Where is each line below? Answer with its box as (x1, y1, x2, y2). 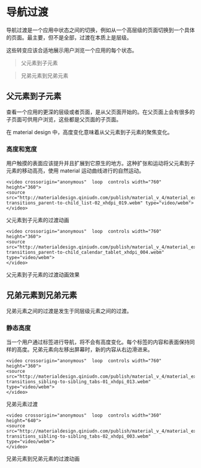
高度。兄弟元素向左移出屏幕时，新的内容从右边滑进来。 (16, 346, 153, 353)
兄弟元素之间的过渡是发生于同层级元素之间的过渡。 (6, 307, 132, 314)
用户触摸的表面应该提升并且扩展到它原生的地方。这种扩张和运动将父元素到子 (6, 160, 195, 167)
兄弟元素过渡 (6, 400, 38, 408)
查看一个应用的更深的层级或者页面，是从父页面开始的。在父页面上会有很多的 (6, 108, 195, 116)
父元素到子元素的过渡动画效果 (6, 271, 80, 278)
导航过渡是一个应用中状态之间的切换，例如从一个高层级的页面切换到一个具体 (6, 26, 195, 34)
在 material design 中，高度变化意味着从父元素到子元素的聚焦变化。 (6, 128, 173, 135)
